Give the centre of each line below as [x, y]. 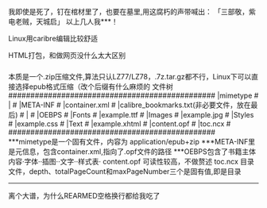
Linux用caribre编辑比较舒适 [53, 39]
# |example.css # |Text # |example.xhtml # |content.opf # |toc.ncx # [120, 123]
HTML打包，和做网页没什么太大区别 [67, 55]
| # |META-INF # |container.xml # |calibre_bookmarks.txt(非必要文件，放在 [130, 105]
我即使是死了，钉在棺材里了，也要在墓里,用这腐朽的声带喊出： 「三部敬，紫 [132, 12]
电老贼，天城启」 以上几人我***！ [63, 21]
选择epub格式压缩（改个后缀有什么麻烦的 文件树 [94, 87]
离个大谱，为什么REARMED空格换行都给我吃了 [84, 195]
